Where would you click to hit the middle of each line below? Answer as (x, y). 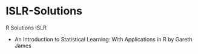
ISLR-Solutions (44, 11)
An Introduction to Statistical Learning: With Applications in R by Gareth (103, 39)
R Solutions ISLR (26, 28)
